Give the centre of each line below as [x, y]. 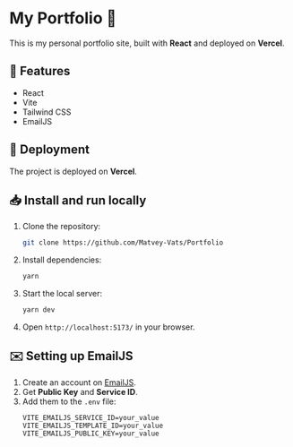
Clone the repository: [61, 227]
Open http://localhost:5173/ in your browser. [108, 327]
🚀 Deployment [49, 150]
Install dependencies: [62, 260]
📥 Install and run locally [78, 200]
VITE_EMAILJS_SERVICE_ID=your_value [90, 417]
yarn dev [39, 310]
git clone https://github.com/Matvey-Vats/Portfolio [123, 243]
